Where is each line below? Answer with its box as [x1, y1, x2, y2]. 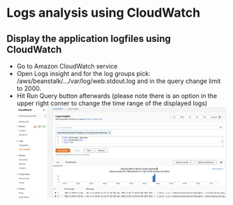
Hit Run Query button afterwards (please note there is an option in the [16, 92, 218, 100]
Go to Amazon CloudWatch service [16, 62, 118, 70]
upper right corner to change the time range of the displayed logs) [16, 99, 208, 107]
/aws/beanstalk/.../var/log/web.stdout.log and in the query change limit [16, 77, 221, 85]
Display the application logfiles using [6, 33, 172, 45]
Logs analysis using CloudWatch [6, 5, 200, 21]
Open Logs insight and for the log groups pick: [16, 70, 151, 77]
